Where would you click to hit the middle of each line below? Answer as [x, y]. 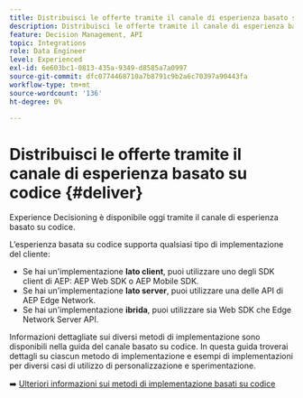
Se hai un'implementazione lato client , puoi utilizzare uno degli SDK [148, 272]
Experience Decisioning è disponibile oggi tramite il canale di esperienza [144, 218]
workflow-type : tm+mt [50, 85]
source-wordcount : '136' [56, 93]
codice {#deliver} [76, 193]
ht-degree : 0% [36, 102]
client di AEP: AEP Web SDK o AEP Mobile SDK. [110, 282]
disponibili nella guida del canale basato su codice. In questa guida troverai [149, 347]
